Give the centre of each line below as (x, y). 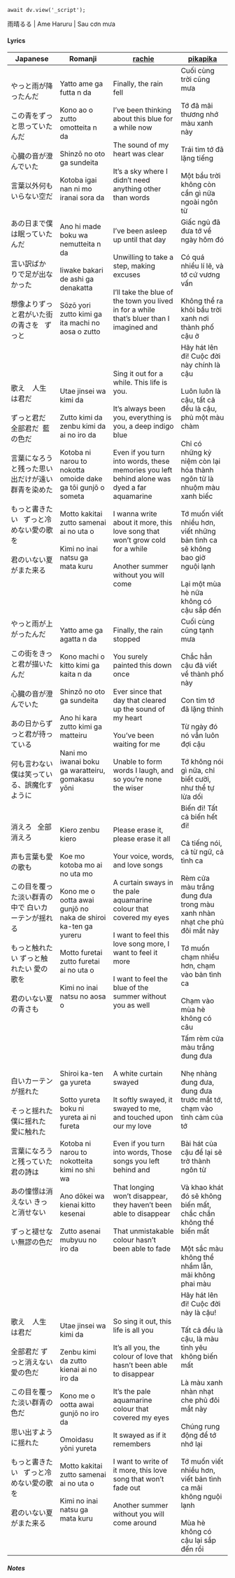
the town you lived (143, 301)
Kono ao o (76, 110)
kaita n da (76, 674)
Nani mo (73, 753)
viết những (198, 531)
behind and (131, 1170)
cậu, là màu (200, 1339)
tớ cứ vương (200, 275)
